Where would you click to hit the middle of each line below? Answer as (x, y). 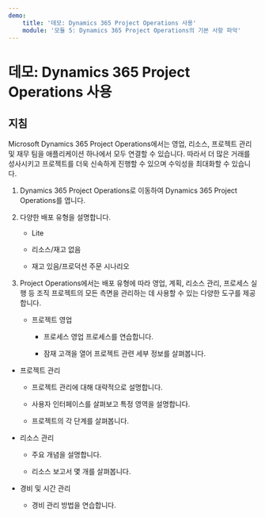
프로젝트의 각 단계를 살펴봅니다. (80, 421)
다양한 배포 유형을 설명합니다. (65, 217)
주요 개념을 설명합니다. (66, 455)
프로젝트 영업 (52, 320)
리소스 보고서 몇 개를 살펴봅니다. (81, 472)
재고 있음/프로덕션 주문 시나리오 (80, 266)
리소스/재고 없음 (56, 250)
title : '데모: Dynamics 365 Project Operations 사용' (110, 23)
